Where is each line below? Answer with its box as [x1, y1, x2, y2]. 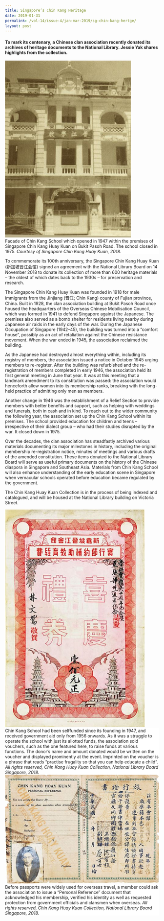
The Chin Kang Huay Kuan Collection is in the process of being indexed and [5, 490, 158, 496]
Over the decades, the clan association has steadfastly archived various [5, 438, 150, 444]
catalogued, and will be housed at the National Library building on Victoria [5, 495, 154, 500]
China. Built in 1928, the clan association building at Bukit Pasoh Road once [5, 301, 156, 307]
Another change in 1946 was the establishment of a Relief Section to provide [5, 398, 159, 403]
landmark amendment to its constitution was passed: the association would [5, 378, 157, 384]
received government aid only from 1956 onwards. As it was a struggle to [5, 733, 152, 739]
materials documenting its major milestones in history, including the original [5, 444, 157, 449]
